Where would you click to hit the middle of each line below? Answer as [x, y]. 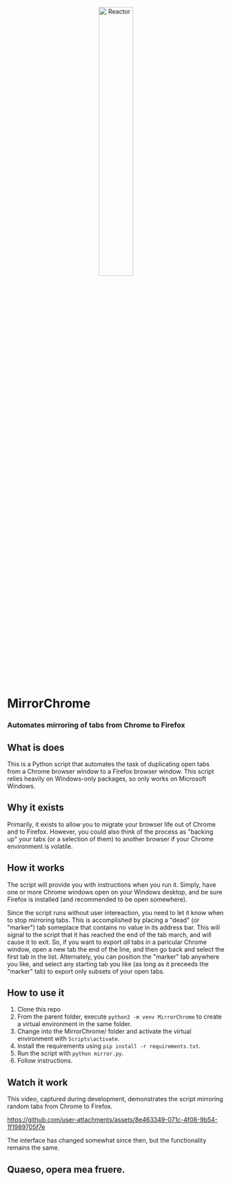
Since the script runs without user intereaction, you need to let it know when [115, 912]
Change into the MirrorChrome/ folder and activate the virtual [104, 1032]
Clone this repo [39, 1010]
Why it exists [36, 808]
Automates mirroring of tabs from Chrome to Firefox [96, 725]
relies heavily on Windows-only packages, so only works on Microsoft [107, 779]
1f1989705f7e [26, 1127]
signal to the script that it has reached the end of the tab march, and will [109, 934]
